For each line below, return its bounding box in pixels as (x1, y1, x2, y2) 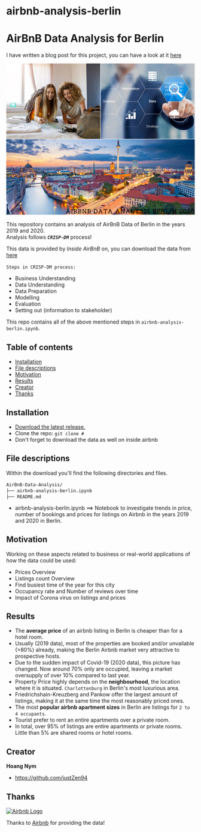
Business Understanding (14, 275, 76, 282)
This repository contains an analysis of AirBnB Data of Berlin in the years (6, 221, 185, 228)
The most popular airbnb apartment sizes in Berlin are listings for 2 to (14, 704, 190, 711)
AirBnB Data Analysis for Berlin (6, 32, 165, 46)
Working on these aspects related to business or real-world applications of (6, 550, 190, 558)
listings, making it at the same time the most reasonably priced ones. (14, 698, 185, 705)
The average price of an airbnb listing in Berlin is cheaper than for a (14, 627, 182, 635)
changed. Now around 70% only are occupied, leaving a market (14, 665, 172, 673)
